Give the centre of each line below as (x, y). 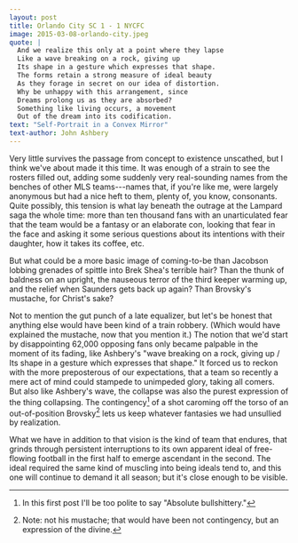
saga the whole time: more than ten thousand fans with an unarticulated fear (149, 215)
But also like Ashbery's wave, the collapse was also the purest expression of (149, 391)
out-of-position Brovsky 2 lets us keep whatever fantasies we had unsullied (145, 412)
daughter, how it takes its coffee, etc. (77, 243)
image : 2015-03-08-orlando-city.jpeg (79, 34)
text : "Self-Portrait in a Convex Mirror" (89, 125)
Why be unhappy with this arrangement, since (103, 92)
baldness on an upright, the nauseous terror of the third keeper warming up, (149, 279)
